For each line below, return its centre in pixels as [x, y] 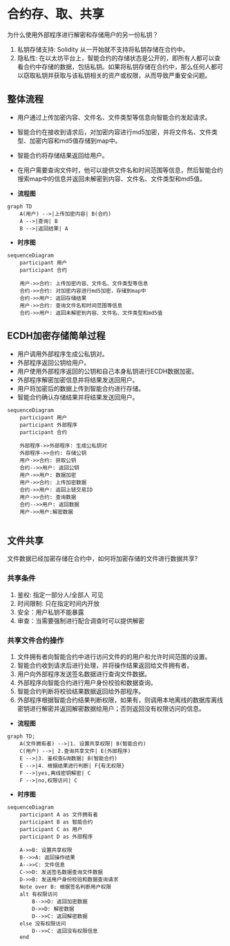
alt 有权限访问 [39, 894]
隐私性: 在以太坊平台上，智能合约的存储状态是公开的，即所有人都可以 [116, 58]
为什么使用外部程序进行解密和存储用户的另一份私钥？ [83, 35]
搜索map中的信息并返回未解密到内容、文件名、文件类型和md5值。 [111, 179]
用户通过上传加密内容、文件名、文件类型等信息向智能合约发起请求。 [114, 117]
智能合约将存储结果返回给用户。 [63, 155]
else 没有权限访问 [43, 924]
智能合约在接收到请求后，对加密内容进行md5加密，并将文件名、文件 [114, 131]
